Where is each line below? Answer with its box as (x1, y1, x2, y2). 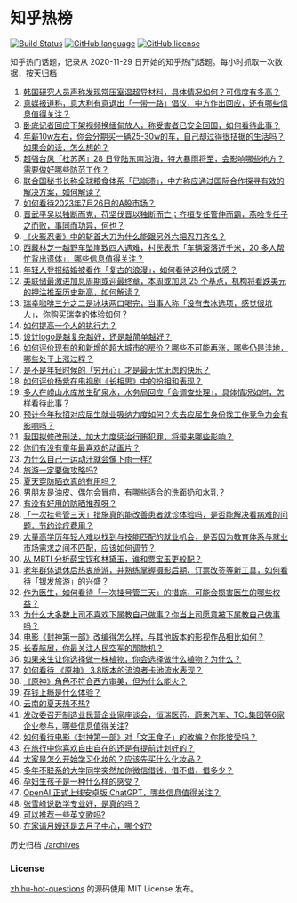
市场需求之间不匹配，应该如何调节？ (22, 542, 157, 552)
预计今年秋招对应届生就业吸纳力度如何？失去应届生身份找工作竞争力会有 (22, 408, 288, 419)
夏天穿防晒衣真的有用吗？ (22, 475, 117, 486)
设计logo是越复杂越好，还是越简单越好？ (22, 331, 173, 342)
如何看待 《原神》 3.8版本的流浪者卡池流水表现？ (22, 665, 204, 675)
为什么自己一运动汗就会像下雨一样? (22, 453, 152, 464)
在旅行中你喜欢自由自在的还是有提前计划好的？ (22, 742, 195, 753)
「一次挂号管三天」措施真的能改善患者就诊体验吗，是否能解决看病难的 (22, 509, 281, 520)
